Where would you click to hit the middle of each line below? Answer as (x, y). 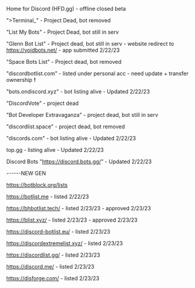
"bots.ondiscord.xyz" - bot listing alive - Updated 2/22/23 (78, 92)
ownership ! (21, 80)
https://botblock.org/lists (37, 185)
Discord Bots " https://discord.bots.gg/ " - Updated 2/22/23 (79, 161)
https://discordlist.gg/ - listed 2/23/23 (53, 255)
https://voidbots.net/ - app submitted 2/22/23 (63, 50)
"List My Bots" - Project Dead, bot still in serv (62, 32)
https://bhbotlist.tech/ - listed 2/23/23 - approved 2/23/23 (78, 208)
